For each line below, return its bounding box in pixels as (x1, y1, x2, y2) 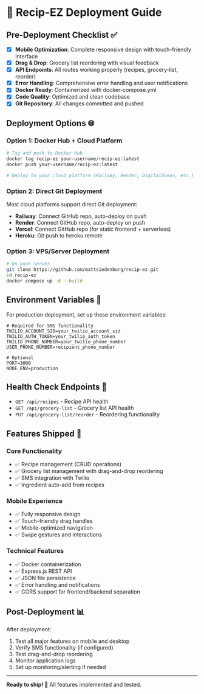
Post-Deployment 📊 (6, 607, 85, 617)
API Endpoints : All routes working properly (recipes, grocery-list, (15, 66, 178, 74)
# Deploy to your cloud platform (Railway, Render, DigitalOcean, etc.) (6, 172, 194, 178)
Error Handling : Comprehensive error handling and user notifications (15, 79, 188, 87)
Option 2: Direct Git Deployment (6, 187, 103, 195)
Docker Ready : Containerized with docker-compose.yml (15, 86, 157, 94)
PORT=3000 (6, 360, 32, 366)
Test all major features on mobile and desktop (15, 637, 130, 645)
